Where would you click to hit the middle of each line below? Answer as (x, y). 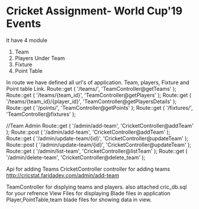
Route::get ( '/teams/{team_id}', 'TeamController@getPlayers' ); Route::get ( (99, 95)
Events (24, 24)
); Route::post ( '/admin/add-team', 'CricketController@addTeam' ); (88, 132)
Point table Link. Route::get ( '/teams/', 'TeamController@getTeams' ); (91, 88)
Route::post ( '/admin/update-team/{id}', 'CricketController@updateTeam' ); (99, 145)
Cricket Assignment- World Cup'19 (94, 11)
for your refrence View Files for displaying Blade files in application (88, 193)
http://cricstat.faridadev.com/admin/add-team (63, 175)
